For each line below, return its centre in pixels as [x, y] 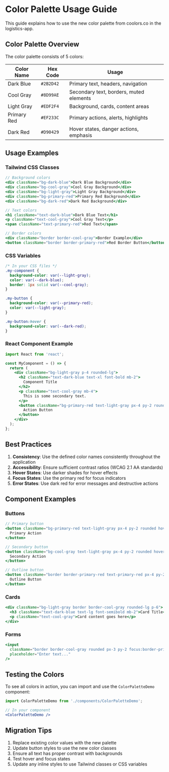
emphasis [81, 135]
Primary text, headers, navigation [108, 83]
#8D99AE [50, 95]
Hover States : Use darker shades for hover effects [65, 473]
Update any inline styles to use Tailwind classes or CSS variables [80, 764]
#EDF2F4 [50, 106]
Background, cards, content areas [109, 106]
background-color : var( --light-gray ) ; [51, 275]
